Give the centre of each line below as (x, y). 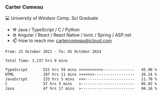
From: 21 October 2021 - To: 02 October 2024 (53, 52)
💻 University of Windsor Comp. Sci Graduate (52, 18)
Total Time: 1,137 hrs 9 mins (37, 61)
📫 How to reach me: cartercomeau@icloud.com (62, 40)
